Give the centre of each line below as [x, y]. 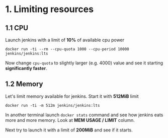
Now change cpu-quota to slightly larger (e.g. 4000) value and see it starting [84, 63]
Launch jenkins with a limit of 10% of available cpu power [65, 40]
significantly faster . [26, 68]
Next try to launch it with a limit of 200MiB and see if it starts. [69, 130]
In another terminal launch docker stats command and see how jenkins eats [84, 115]
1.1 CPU [17, 28]
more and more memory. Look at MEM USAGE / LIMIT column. [70, 120]
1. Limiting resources [50, 9]
